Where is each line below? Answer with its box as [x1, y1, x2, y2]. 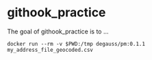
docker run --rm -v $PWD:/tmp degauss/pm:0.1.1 [7, 40, 146, 47]
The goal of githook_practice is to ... [7, 27, 109, 35]
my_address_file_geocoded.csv [7, 46, 94, 53]
